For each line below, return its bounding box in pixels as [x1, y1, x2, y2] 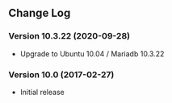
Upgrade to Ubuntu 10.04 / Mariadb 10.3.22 [19, 48, 165, 59]
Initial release [19, 87, 65, 97]
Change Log [8, 6, 71, 20]
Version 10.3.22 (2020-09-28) [8, 31, 131, 42]
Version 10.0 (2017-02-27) [8, 68, 115, 80]
